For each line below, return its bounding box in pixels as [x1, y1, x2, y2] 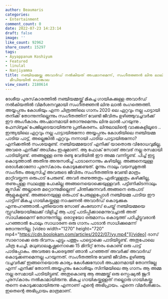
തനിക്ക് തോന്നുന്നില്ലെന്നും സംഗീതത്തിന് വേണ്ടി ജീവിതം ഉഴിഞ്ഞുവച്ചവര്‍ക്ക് [5, 112, 155, 118]
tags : [5, 49, 16, 54]
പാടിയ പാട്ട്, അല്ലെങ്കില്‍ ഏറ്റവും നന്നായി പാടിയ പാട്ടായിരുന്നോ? [5, 135, 137, 141]
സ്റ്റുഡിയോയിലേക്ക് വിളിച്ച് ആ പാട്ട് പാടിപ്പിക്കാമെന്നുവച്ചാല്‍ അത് [5, 209, 136, 215]
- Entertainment [5, 17, 39, 22]
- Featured [5, 59, 28, 64]
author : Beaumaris [5, 7, 43, 13]
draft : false [5, 31, 32, 36]
